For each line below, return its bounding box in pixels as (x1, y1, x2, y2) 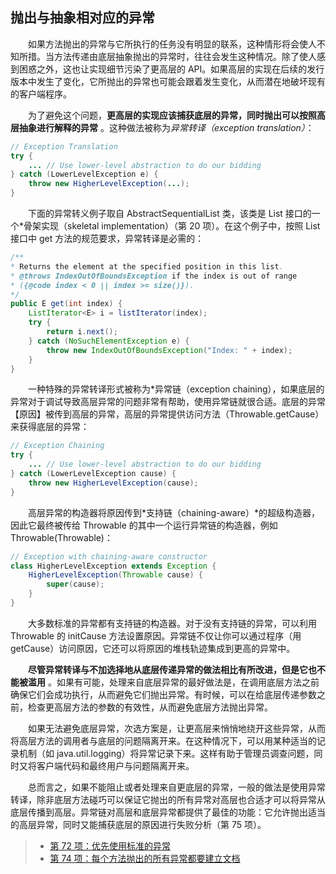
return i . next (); (46, 327, 118, 337)
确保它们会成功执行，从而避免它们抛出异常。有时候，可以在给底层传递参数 (10, 688, 317, 700)
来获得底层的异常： (10, 421, 90, 433)
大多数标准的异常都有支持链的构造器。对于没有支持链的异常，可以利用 (28, 617, 317, 629)
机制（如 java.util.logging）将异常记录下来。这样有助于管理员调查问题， (18, 747, 315, 759)
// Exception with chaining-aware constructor (10, 551, 208, 562)
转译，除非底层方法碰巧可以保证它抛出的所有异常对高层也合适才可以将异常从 (10, 793, 326, 805)
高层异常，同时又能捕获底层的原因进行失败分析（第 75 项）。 (18, 818, 267, 830)
